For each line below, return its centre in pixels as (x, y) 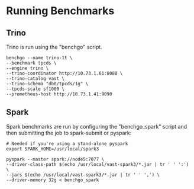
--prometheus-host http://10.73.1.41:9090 (59, 94)
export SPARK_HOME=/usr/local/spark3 (53, 149)
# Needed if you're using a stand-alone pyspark (67, 143)
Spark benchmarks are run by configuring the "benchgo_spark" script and (97, 126)
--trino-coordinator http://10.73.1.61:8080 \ (64, 73)
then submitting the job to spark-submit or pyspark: (69, 133)
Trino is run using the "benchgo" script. (54, 47)
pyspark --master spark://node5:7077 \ (55, 159)
